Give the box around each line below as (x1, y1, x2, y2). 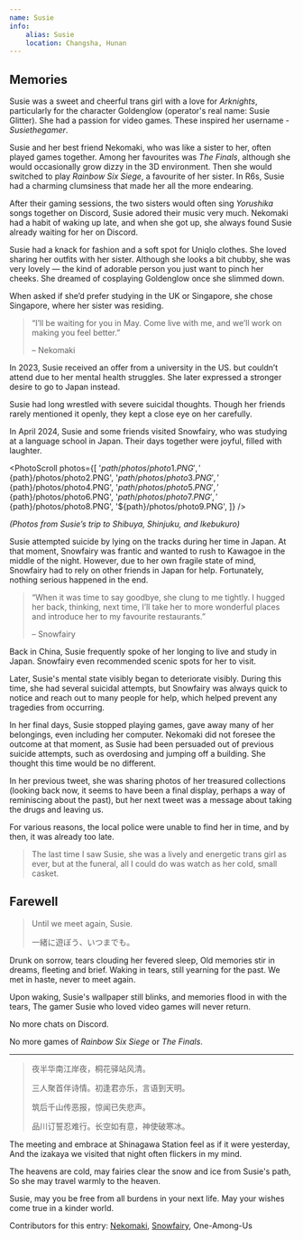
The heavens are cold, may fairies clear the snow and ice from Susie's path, (9, 1166, 291, 1177)
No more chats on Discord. (9, 1018, 110, 1030)
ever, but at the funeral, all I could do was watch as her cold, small (31, 859, 278, 870)
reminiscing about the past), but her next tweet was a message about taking (9, 795, 292, 806)
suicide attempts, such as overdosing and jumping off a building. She (9, 749, 266, 760)
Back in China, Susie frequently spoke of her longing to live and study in (9, 647, 277, 657)
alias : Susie (25, 30, 75, 39)
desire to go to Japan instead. (9, 381, 121, 393)
